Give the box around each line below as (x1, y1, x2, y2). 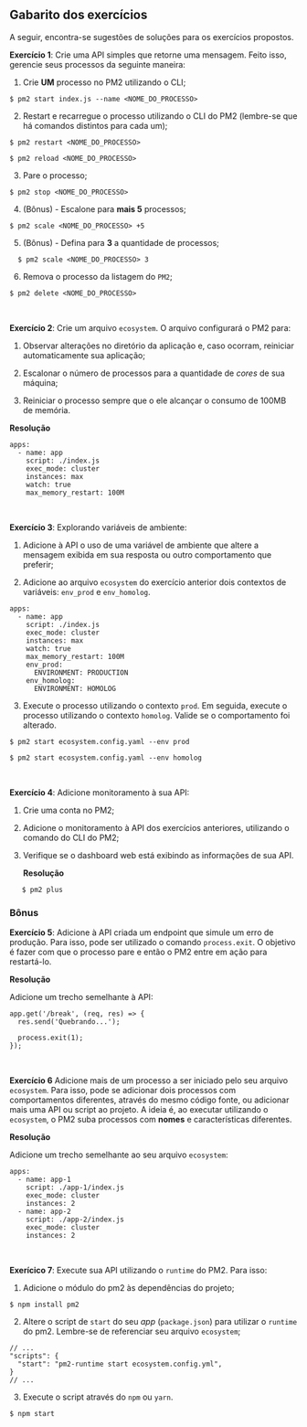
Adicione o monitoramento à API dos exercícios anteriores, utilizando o (22, 822, 290, 833)
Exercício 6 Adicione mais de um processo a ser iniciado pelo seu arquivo (9, 1075, 289, 1086)
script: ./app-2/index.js (26, 1215, 125, 1224)
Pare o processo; (22, 169, 88, 181)
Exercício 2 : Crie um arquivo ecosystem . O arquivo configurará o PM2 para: (9, 322, 291, 333)
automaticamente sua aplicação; (22, 349, 146, 360)
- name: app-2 (17, 1207, 71, 1217)
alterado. (22, 719, 57, 730)
